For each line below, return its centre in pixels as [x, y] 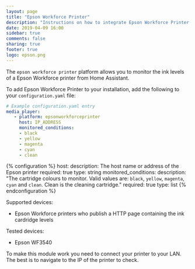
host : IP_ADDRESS [40, 123]
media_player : [23, 112]
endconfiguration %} [31, 191]
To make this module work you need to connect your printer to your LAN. [94, 254]
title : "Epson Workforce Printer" [48, 17]
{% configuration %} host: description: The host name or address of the [93, 166]
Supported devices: [30, 202]
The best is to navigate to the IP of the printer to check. [72, 260]
